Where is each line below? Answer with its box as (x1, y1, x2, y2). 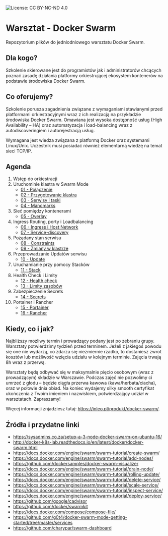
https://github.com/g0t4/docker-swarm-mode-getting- (13, 514, 127, 520)
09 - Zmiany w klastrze (20, 245, 68, 252)
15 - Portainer (20, 304, 49, 310)
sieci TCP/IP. (6, 148, 32, 154)
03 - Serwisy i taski (20, 197, 61, 203)
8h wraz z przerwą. (6, 359, 46, 365)
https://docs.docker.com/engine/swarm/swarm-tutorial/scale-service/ (13, 482, 159, 488)
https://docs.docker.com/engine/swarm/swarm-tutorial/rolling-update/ (13, 471, 160, 477)
